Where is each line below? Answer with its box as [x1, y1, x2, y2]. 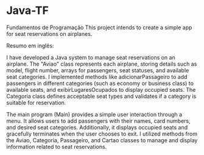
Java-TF [6, 4, 49, 18]
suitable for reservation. [6, 98, 66, 106]
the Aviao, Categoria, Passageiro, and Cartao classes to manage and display [6, 136, 198, 143]
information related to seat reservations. [6, 143, 107, 150]
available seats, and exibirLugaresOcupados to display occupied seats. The [6, 86, 196, 93]
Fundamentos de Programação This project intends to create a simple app [6, 24, 192, 31]
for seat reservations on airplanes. [6, 30, 93, 37]
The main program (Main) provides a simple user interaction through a [6, 111, 183, 118]
